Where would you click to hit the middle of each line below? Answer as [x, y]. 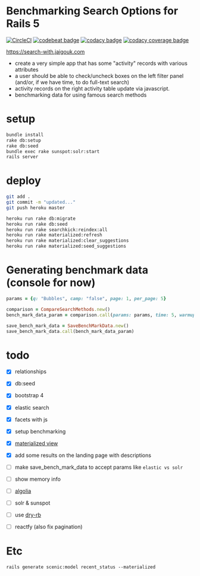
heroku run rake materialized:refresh [54, 235]
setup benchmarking [40, 431]
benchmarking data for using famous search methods [81, 95]
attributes [26, 69]
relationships [30, 372]
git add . [18, 197]
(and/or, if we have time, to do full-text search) [72, 82]
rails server [22, 157]
